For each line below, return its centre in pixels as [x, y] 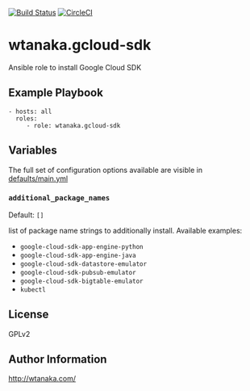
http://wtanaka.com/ [42, 379]
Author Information [58, 359]
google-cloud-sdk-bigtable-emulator [81, 281]
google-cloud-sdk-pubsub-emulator [78, 272]
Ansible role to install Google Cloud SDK [75, 67]
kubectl [33, 290]
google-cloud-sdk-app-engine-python [81, 246]
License [29, 315]
